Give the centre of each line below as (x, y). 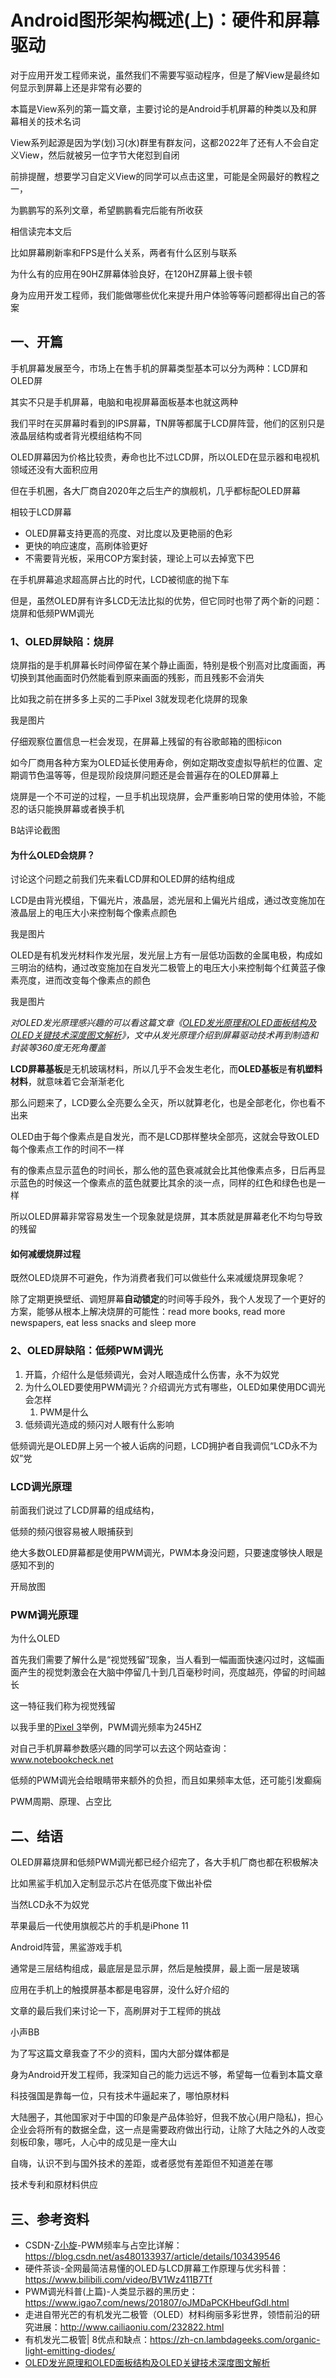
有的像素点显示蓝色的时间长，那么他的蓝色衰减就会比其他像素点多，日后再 (163, 1170)
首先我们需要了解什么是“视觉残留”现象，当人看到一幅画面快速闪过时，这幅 (163, 1660)
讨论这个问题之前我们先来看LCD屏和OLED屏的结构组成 (122, 879)
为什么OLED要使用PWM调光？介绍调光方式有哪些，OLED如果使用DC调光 (175, 1387)
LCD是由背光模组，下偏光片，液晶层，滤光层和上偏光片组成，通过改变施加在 (168, 900)
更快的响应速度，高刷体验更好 (86, 545)
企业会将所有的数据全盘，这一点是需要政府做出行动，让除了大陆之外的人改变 (168, 2130)
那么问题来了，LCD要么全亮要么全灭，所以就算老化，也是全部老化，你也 (159, 1103)
